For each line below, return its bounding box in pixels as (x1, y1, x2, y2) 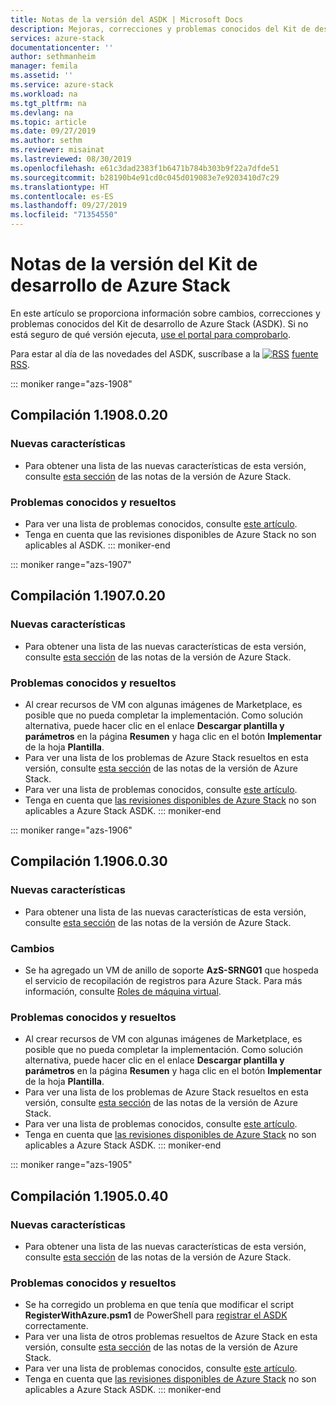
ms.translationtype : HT (10, 182, 110, 192)
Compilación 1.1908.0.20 (10, 407, 168, 424)
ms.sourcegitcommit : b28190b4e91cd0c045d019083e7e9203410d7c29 (10, 172, 280, 183)
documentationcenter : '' (10, 42, 114, 53)
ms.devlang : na (10, 107, 74, 118)
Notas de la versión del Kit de (10, 253, 258, 276)
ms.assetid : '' (10, 71, 74, 81)
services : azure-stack (10, 33, 105, 43)
